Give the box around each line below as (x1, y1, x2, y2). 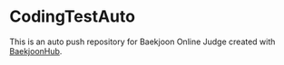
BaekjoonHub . (9, 45, 63, 56)
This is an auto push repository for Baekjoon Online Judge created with (9, 36, 276, 47)
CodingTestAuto (9, 6, 136, 27)
